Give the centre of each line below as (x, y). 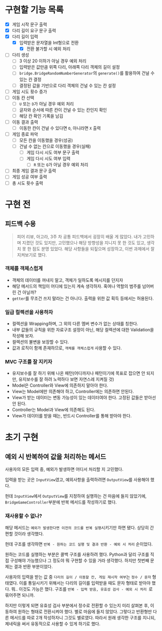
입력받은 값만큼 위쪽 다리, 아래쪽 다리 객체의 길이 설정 (69, 67)
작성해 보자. (23, 336)
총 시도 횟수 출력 (28, 183)
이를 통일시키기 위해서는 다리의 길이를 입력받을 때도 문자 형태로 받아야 (85, 583)
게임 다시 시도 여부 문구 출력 (53, 153)
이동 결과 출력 (25, 122)
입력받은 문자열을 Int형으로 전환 (49, 43)
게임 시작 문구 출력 (29, 24)
